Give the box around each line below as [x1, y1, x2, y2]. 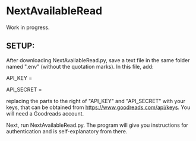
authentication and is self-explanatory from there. [6, 127, 128, 134]
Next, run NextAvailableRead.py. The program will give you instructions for [6, 121, 189, 129]
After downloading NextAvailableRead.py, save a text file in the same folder [6, 56, 190, 63]
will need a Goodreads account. [6, 110, 84, 117]
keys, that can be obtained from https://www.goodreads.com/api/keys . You [6, 104, 191, 111]
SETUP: [6, 41, 35, 51]
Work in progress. [6, 24, 50, 31]
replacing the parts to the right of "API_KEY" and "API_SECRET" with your [6, 97, 186, 104]
